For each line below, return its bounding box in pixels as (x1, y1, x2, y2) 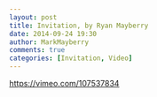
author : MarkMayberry (9, 37, 90, 47)
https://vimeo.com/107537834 (9, 78, 120, 88)
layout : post (9, 12, 58, 22)
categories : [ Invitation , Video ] (9, 54, 133, 63)
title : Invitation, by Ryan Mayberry (9, 21, 149, 30)
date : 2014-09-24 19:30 (9, 29, 98, 38)
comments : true (9, 46, 66, 55)
